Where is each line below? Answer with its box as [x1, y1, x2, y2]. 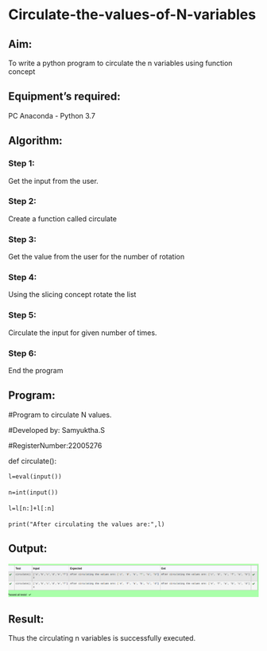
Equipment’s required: [8, 90, 121, 103]
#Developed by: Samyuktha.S [8, 425, 106, 435]
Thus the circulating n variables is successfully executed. [8, 633, 196, 643]
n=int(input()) [8, 488, 59, 497]
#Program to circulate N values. [8, 410, 112, 419]
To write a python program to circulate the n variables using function [8, 58, 233, 68]
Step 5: [8, 310, 37, 321]
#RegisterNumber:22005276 [8, 440, 103, 450]
